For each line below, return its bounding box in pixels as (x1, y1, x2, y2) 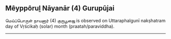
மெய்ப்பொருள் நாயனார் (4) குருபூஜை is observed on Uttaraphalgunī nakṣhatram (5, 17, 166, 23)
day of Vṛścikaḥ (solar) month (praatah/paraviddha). (5, 23, 115, 29)
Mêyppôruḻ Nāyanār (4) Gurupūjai (5, 4, 115, 13)
